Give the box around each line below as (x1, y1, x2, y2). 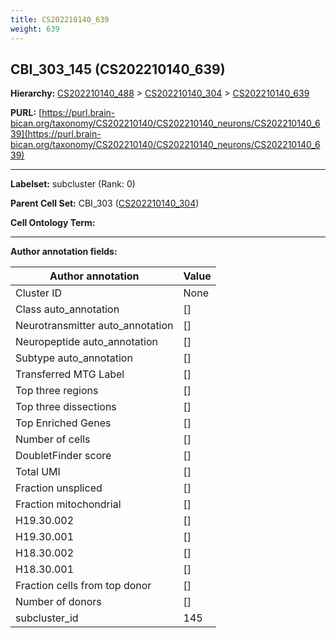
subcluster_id (15, 611, 79, 625)
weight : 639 (10, 24, 60, 34)
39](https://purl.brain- (10, 128, 102, 140)
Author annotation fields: (10, 246, 118, 258)
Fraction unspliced (15, 481, 103, 495)
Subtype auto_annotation (15, 351, 133, 365)
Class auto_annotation (15, 302, 120, 316)
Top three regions (15, 384, 99, 398)
